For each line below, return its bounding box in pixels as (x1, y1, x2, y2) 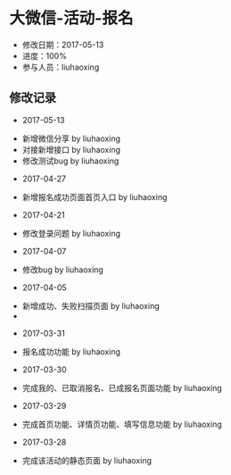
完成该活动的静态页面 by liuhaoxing (21, 454, 153, 465)
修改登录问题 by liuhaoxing (21, 228, 121, 238)
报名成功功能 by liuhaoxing (21, 346, 121, 357)
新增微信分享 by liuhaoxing (21, 133, 121, 144)
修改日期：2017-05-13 (21, 39, 104, 50)
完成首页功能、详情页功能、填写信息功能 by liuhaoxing (21, 419, 223, 429)
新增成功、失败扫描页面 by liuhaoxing (21, 300, 161, 311)
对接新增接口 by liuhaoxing (21, 144, 121, 154)
